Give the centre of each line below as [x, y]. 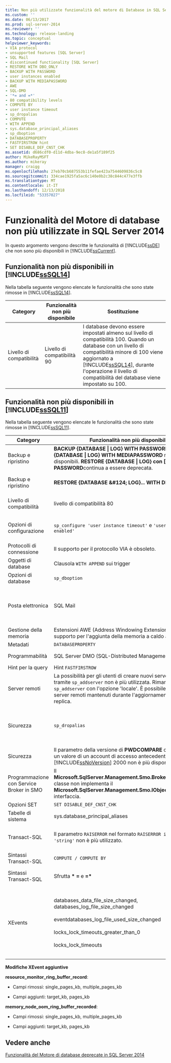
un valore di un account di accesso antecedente [111, 756]
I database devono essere [114, 326]
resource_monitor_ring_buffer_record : [47, 977]
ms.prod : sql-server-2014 [33, 24]
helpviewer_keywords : [28, 43]
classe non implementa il [83, 784]
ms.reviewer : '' [22, 29]
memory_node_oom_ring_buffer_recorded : [52, 1007]
